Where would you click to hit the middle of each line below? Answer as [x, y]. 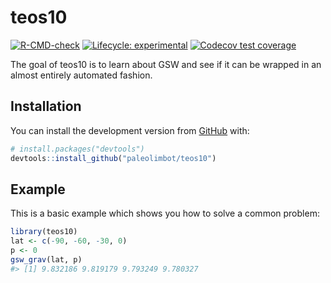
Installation [46, 106]
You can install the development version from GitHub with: [130, 130]
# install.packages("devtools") [77, 149]
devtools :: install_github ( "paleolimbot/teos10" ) [113, 158]
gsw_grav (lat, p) [46, 259]
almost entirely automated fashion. [81, 75]
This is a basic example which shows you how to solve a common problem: [165, 213]
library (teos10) [44, 232]
